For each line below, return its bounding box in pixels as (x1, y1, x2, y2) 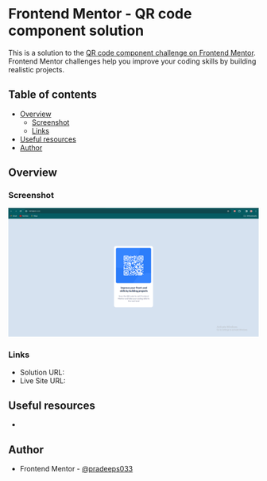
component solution (8, 21, 145, 40)
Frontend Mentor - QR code (8, 5, 192, 23)
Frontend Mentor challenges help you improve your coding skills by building (8, 56, 257, 66)
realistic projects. (8, 64, 65, 74)
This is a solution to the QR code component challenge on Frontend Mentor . (8, 48, 256, 57)
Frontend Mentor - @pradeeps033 (19, 464, 133, 474)
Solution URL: (19, 367, 65, 377)
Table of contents (8, 88, 97, 102)
